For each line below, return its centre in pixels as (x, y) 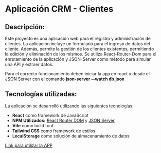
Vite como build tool (33, 125)
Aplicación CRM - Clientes (59, 9)
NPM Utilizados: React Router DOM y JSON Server (63, 120)
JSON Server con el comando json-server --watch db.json (65, 79)
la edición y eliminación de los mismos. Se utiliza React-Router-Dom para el (81, 54)
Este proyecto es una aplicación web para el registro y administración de (78, 38)
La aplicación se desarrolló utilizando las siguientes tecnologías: (69, 106)
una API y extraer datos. (29, 64)
